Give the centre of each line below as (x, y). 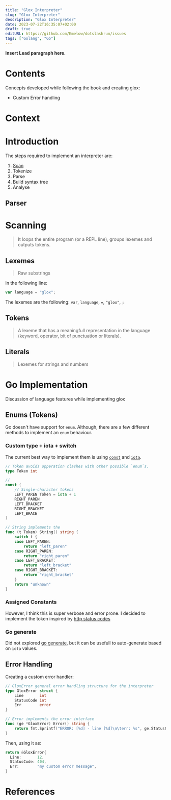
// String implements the (33, 528)
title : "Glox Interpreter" (34, 10)
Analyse (21, 187)
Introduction (32, 142)
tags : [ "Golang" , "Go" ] (31, 39)
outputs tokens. (34, 245)
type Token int (21, 471)
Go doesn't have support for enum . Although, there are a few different (77, 427)
